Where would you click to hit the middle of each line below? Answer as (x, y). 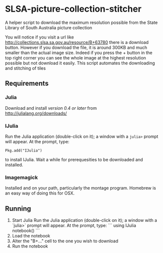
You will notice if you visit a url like (39, 37)
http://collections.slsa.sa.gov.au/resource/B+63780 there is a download (77, 42)
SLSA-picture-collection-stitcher (73, 9)
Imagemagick (21, 177)
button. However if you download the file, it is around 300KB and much (76, 47)
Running (18, 208)
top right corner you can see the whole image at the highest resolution (76, 58)
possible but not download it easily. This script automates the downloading (80, 63)
